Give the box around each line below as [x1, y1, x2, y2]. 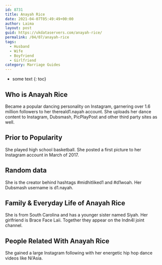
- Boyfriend [9, 53, 34, 58]
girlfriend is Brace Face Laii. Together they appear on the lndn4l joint [5, 217, 145, 223]
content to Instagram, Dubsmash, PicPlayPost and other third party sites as [5, 114, 158, 120]
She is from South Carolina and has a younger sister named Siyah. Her [5, 212, 148, 218]
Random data [5, 166, 47, 175]
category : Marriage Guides [5, 62, 61, 67]
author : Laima [5, 21, 34, 26]
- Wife [9, 48, 23, 53]
